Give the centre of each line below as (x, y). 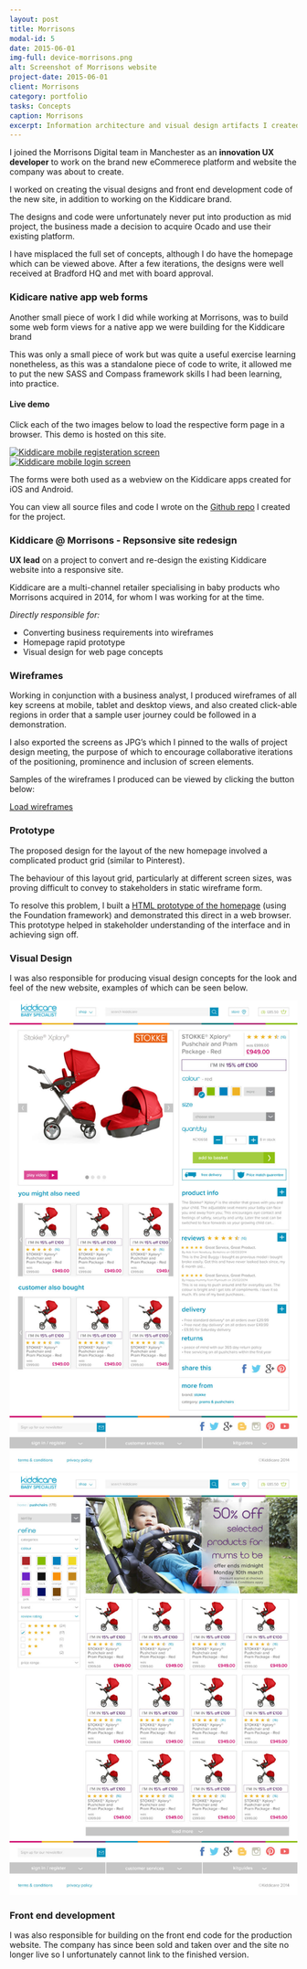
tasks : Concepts (40, 106)
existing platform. (42, 237)
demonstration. (38, 725)
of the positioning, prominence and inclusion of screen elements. (132, 762)
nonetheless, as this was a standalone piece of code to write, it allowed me (151, 364)
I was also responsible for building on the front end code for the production (151, 1935)
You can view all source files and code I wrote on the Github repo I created (150, 506)
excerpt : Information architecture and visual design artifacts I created (155, 125)
